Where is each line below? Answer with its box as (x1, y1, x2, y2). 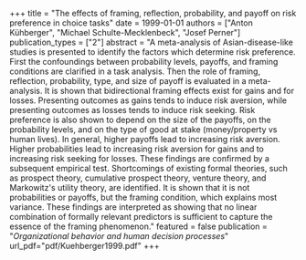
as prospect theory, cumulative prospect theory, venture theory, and (9, 172, 267, 183)
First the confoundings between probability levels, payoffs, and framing (9, 57, 279, 67)
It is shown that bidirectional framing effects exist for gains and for (44, 86, 295, 96)
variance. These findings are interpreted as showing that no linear (9, 202, 258, 213)
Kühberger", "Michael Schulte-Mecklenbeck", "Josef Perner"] (9, 27, 241, 37)
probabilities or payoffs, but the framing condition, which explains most (9, 192, 278, 203)
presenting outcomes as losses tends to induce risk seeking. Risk (9, 105, 256, 115)
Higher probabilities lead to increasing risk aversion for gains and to (9, 143, 265, 154)
